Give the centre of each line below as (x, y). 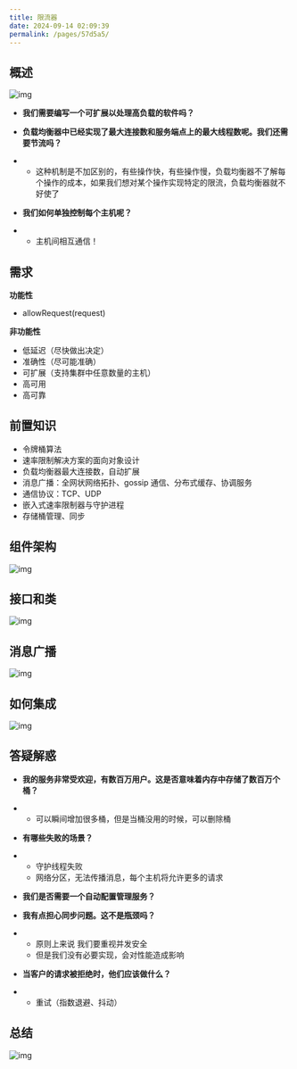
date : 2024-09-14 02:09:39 (59, 26)
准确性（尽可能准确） (61, 361)
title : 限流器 (33, 17)
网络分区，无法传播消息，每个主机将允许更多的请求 (129, 877)
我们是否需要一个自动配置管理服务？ (89, 896)
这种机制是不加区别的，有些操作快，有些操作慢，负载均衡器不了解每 (161, 171)
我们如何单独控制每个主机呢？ (77, 213)
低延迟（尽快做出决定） (65, 350)
